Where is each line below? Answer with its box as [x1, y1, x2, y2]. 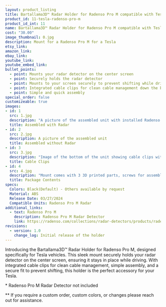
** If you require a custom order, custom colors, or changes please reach [5, 292, 154, 298]
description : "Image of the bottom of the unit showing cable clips [9, 154, 154, 159]
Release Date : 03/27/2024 [9, 196, 63, 201]
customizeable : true [5, 100, 48, 104]
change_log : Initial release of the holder [14, 233, 105, 238]
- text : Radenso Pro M [9, 210, 56, 215]
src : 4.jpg [9, 168, 32, 173]
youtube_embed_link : [5, 62, 48, 67]
